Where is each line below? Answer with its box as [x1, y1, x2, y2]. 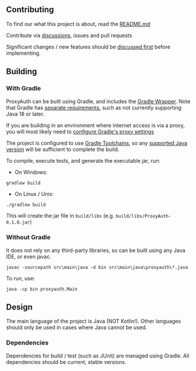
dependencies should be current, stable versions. [6, 358, 127, 365]
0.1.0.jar [6, 219, 31, 226]
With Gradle [6, 84, 41, 93]
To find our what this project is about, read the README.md [6, 20, 151, 27]
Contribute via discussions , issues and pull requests [6, 32, 132, 39]
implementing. [6, 50, 41, 57]
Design [6, 302, 33, 312]
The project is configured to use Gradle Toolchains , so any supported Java [6, 139, 188, 146]
